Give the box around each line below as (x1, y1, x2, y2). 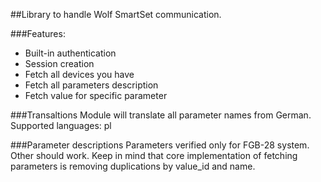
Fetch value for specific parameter (24, 90, 168, 101)
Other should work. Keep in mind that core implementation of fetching (10, 150, 298, 161)
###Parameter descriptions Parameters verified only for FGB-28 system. (10, 139, 310, 151)
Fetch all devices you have (24, 69, 135, 80)
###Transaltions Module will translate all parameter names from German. (10, 109, 312, 121)
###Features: (10, 28, 66, 39)
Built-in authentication (24, 47, 117, 59)
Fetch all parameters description (24, 79, 159, 91)
